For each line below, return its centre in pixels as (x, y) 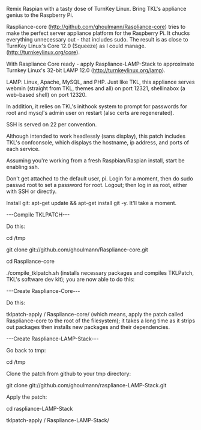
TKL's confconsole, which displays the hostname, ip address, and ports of (97, 143)
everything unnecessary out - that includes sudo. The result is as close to (97, 39)
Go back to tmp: (26, 350)
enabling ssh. (23, 167)
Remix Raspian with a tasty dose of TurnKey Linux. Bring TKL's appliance (96, 9)
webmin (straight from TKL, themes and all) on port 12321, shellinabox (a (96, 88)
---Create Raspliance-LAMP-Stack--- (52, 339)
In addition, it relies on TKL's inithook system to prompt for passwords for (97, 106)
